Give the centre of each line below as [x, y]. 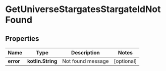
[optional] [125, 61]
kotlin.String [42, 61]
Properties [22, 39]
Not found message [86, 61]
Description [86, 53]
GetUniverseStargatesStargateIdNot [83, 9]
